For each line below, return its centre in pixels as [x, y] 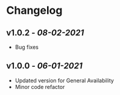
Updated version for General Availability [65, 80]
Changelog [34, 11]
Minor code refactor [40, 87]
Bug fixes [27, 47]
